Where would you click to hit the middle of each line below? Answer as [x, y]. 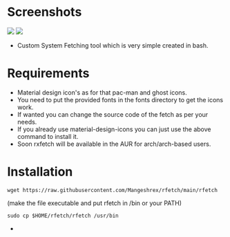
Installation [40, 172]
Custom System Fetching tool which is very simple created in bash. [113, 45]
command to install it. [48, 136]
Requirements [48, 74]
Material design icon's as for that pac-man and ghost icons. [102, 92]
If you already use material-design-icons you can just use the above [114, 129]
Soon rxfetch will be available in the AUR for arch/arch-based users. [114, 144]
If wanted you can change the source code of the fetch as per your [113, 114]
